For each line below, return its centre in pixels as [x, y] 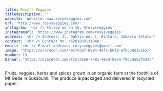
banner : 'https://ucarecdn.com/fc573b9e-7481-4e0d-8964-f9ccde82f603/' [79, 59]
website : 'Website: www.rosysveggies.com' [49, 18]
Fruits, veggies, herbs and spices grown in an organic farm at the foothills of [82, 73]
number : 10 [16, 55]
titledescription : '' [27, 14]
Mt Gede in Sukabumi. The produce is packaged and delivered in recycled [80, 78]
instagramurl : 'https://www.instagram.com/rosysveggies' [64, 32]
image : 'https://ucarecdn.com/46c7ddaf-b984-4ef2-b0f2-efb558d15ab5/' [78, 50]
